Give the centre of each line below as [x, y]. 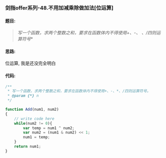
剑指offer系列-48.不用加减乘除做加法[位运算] [59, 7]
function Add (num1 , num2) [32, 110]
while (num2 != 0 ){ [33, 123]
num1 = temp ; [37, 137]
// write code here [34, 119]
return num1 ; [28, 147]
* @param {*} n [23, 96]
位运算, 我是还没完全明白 [30, 63]
